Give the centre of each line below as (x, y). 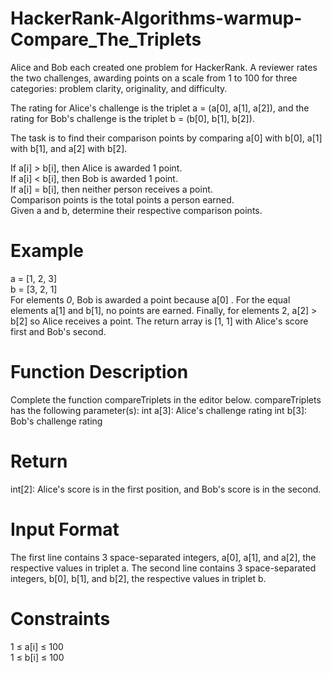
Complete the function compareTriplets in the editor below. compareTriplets (166, 399)
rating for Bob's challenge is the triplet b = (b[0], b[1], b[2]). (132, 118)
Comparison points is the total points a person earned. (122, 199)
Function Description (99, 372)
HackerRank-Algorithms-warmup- (156, 18)
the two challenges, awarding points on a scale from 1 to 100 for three (154, 78)
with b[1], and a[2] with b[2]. (69, 148)
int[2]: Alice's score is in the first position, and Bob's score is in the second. (166, 489)
